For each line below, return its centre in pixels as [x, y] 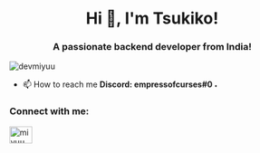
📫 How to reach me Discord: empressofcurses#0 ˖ [120, 84]
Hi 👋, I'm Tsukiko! [152, 19]
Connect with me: [49, 111]
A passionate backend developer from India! [152, 47]
